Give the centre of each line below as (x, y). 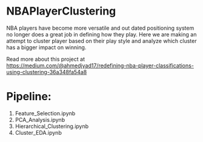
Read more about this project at (45, 59)
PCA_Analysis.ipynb (40, 120)
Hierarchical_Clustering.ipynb (52, 126)
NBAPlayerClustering (61, 11)
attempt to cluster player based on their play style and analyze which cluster (101, 41)
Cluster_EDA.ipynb (38, 132)
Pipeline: (29, 97)
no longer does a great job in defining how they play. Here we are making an (101, 34)
